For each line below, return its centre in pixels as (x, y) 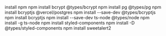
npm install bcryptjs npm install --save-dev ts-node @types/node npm (77, 18)
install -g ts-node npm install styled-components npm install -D (70, 23)
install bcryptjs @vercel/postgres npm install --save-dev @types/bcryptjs (80, 12)
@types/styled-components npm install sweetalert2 (58, 28)
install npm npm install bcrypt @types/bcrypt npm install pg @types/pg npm (83, 7)
